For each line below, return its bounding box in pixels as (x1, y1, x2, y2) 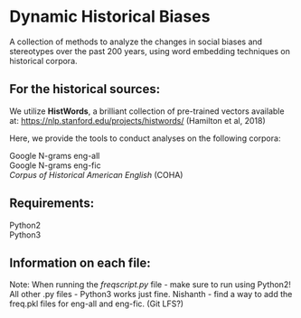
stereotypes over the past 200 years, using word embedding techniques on (9, 45, 291, 56)
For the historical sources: (9, 81, 161, 97)
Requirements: (9, 196, 95, 211)
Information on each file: (9, 255, 151, 270)
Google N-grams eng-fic (9, 160, 101, 171)
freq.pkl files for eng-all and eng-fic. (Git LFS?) (9, 298, 183, 309)
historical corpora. (9, 55, 79, 66)
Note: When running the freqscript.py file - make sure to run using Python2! (9, 279, 291, 290)
